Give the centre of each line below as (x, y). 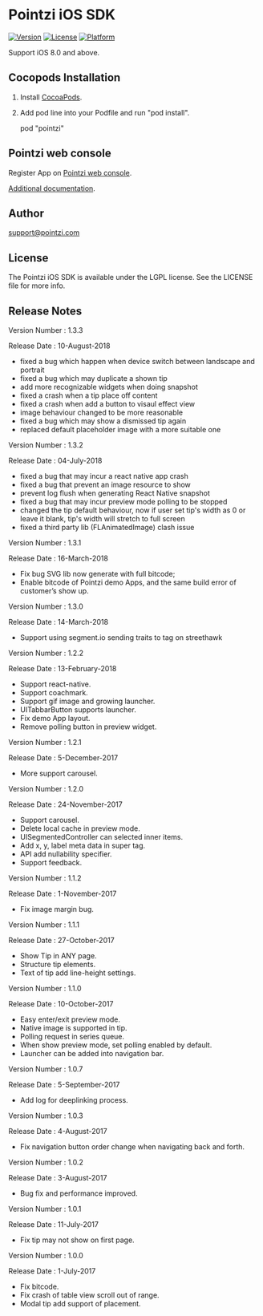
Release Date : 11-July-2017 (53, 1224)
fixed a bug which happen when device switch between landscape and (137, 361)
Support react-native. (55, 684)
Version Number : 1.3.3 (46, 330)
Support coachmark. (54, 692)
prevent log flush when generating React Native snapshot (115, 493)
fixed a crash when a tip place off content (89, 395)
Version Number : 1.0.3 (46, 1116)
